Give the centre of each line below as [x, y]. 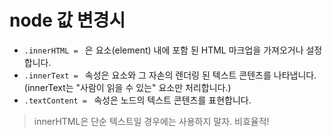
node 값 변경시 [67, 20]
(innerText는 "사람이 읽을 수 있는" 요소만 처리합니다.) [127, 87]
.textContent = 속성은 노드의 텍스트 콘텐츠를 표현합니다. [137, 100]
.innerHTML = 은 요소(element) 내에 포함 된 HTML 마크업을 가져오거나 [163, 50]
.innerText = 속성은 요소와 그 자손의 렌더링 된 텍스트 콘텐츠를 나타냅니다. [170, 75]
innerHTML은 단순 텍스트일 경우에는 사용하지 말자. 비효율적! [151, 121]
